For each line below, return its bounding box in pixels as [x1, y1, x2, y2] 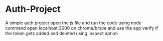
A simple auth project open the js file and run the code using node [5, 20, 142, 26]
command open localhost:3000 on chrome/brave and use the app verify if [5, 25, 158, 31]
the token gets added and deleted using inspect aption [5, 30, 118, 36]
